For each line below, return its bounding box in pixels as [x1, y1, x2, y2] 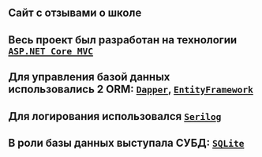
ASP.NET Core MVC [8, 45, 93, 57]
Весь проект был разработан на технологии [8, 33, 238, 47]
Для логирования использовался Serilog [8, 110, 222, 123]
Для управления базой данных [8, 70, 170, 84]
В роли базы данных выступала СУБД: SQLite [8, 136, 245, 149]
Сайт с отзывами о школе [8, 6, 142, 20]
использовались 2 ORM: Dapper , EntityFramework [8, 83, 254, 96]
